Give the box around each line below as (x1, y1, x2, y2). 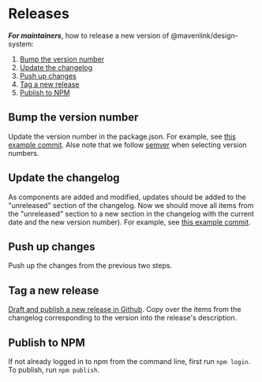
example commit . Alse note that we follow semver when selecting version (8, 139, 247, 150)
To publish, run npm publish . (8, 365, 100, 374)
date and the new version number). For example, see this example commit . (8, 217, 251, 227)
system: (8, 39, 34, 48)
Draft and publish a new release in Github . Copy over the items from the (8, 305, 241, 314)
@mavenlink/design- (170, 31, 238, 40)
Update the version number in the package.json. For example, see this (8, 132, 237, 141)
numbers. (8, 148, 39, 158)
